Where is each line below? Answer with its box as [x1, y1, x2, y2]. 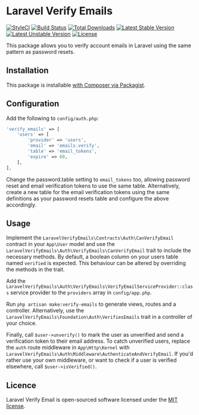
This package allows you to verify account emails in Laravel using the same [6, 42, 192, 49]
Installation [6, 66, 49, 76]
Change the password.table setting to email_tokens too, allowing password [6, 176, 191, 183]
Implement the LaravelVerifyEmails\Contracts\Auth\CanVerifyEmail [6, 234, 174, 241]
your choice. [6, 319, 37, 327]
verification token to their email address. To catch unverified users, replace [6, 337, 191, 345]
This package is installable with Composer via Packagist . [6, 81, 146, 88]
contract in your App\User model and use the [6, 241, 115, 248]
